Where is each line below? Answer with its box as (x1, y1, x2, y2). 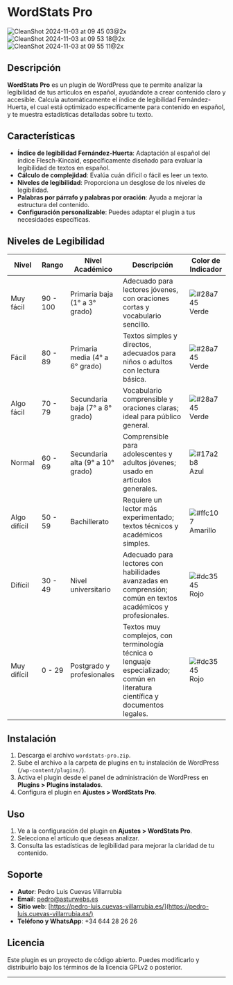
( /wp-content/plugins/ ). (17, 766, 87, 774)
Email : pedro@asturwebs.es (17, 895, 98, 903)
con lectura (122, 366, 160, 375)
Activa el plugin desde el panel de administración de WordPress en (17, 773, 209, 782)
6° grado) (70, 361, 102, 371)
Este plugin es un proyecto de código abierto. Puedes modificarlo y (7, 955, 200, 963)
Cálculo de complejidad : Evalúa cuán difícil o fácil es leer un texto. (17, 171, 209, 179)
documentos (122, 700, 164, 710)
